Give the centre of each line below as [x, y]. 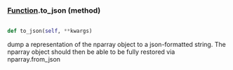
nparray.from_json [34, 59]
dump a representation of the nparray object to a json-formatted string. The [116, 45]
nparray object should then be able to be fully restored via [91, 52]
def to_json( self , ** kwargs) [50, 31]
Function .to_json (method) [54, 10]
